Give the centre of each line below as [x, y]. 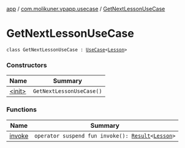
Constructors [27, 65]
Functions [21, 109]
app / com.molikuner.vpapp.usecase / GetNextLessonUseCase [86, 9]
